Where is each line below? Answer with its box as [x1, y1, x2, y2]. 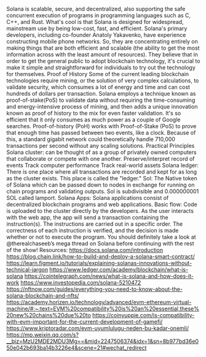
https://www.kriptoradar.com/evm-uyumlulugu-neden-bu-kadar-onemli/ [6, 324, 189, 332]
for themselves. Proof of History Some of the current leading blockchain [6, 71, 189, 77]
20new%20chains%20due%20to [6, 312, 91, 318]
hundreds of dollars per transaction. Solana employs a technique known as [6, 90, 196, 97]
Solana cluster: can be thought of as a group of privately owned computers [6, 148, 197, 156]
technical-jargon [6, 266, 48, 273]
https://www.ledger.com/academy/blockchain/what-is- [49, 266, 189, 273]
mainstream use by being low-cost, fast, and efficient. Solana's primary [6, 25, 188, 32]
